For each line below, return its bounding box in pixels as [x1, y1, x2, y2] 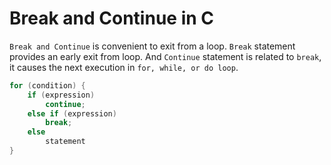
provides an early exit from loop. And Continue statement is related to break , [9, 50, 322, 62]
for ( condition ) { [9, 80, 86, 91]
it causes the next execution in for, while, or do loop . [9, 61, 239, 73]
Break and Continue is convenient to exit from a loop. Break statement [9, 40, 296, 52]
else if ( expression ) [27, 108, 117, 119]
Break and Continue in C [9, 7, 214, 30]
